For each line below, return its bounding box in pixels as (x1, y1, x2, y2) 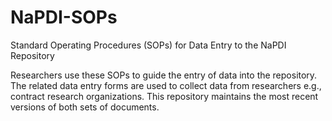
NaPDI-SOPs (10, 6, 118, 29)
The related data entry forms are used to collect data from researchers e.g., (10, 79, 322, 91)
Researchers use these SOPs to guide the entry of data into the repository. (10, 69, 318, 81)
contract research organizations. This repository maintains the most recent (10, 90, 319, 102)
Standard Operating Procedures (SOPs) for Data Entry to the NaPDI (10, 39, 287, 51)
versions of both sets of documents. (10, 101, 160, 113)
